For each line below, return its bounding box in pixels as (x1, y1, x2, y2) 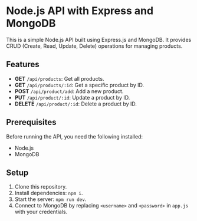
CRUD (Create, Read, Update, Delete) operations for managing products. (6, 42, 183, 50)
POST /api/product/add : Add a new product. (14, 87, 124, 95)
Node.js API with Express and (6, 4, 154, 18)
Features (6, 60, 40, 70)
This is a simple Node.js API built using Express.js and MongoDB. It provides (6, 36, 192, 43)
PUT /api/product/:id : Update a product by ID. (14, 94, 130, 101)
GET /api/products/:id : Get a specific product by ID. (14, 81, 145, 88)
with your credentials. (14, 208, 68, 216)
